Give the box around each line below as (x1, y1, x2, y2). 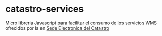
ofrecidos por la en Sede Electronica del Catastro (5, 25, 109, 31)
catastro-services (5, 3, 84, 15)
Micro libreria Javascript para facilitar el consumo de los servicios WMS (5, 20, 157, 26)
